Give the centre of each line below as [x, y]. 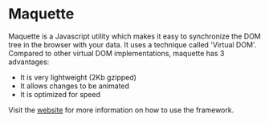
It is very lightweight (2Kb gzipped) [78, 77]
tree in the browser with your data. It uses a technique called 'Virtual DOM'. [132, 44]
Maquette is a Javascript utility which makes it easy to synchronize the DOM [134, 36]
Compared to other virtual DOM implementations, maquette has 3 [116, 53]
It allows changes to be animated [75, 86]
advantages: [29, 62]
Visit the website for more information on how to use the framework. [121, 110]
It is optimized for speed [60, 94]
